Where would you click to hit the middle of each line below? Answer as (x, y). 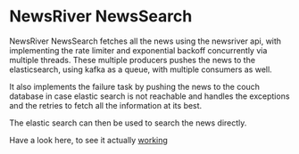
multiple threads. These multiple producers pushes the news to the (133, 60)
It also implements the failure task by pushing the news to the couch (135, 86)
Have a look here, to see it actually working (88, 140)
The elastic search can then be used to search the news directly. (128, 123)
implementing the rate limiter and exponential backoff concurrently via (138, 50)
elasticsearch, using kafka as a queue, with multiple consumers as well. (141, 69)
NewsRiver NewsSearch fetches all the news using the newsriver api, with (145, 41)
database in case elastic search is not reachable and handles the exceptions (149, 96)
